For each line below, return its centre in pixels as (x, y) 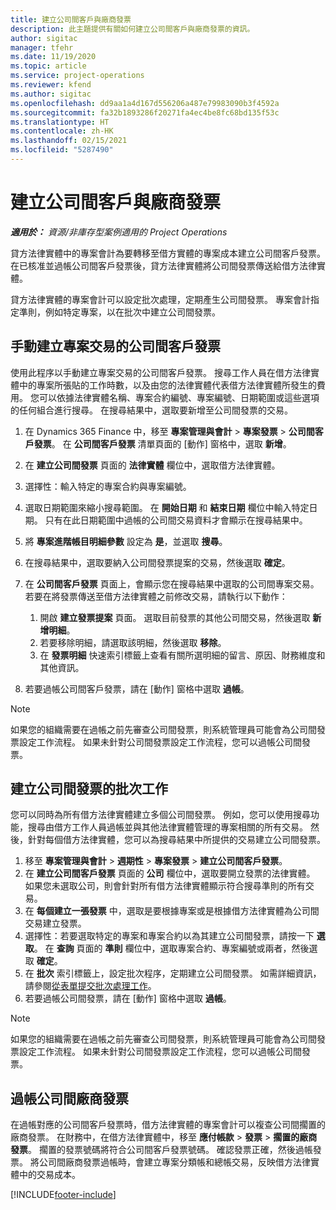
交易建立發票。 (55, 923)
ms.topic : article (48, 66)
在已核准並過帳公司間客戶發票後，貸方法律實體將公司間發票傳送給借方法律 (163, 265)
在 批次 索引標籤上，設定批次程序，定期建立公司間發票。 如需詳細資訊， (173, 973)
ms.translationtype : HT (60, 122)
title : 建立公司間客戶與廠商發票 (71, 19)
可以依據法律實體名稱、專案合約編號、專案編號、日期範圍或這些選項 (179, 397)
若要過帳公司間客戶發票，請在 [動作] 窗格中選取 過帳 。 (137, 688)
